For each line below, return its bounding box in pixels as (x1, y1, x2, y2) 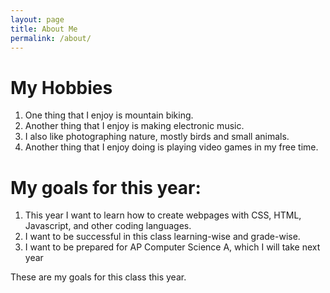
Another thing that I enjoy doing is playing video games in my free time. (24, 141, 319, 153)
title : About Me (10, 24, 78, 34)
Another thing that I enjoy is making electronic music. (24, 120, 245, 132)
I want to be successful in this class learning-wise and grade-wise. (24, 231, 301, 243)
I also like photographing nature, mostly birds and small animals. (24, 131, 290, 143)
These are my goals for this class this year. (10, 271, 187, 283)
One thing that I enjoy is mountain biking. (24, 109, 194, 121)
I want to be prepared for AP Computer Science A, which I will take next (24, 241, 321, 253)
